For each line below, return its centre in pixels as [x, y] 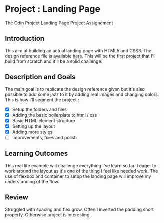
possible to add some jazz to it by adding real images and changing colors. [82, 94]
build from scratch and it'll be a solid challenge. [54, 61]
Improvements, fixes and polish [45, 137]
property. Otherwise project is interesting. [48, 215]
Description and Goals [40, 77]
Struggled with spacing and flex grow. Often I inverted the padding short [79, 209]
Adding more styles [32, 132]
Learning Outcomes [37, 154]
